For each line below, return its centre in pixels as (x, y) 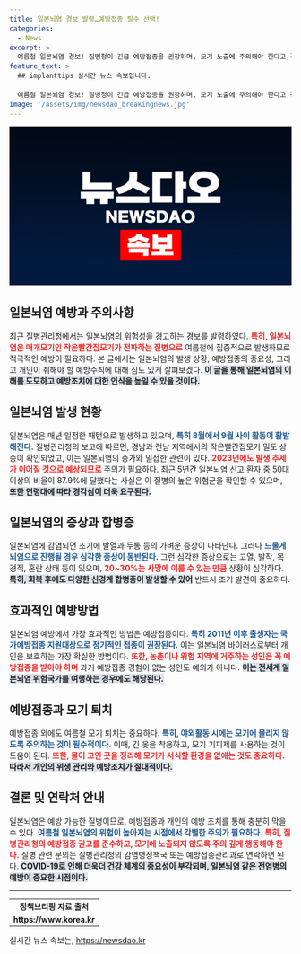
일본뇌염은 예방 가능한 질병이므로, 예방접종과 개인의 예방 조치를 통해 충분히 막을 (148, 821)
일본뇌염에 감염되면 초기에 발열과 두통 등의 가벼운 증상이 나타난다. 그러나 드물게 (148, 546)
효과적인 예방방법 (54, 610)
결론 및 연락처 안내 (57, 798)
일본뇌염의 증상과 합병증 (72, 522)
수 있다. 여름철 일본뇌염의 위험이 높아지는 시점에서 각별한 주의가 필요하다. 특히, (146, 832)
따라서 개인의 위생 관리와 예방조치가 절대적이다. (91, 767)
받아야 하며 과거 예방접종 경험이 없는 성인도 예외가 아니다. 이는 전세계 (160, 667)
